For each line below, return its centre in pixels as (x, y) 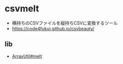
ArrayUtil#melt (27, 56)
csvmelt (22, 9)
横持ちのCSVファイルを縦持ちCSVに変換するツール (65, 23)
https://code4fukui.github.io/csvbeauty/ (53, 28)
